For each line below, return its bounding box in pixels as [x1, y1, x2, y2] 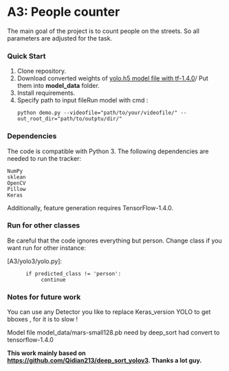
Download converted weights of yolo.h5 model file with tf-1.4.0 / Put [17, 74, 208, 82]
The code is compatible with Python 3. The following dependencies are [7, 147, 209, 155]
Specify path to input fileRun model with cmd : [17, 96, 149, 104]
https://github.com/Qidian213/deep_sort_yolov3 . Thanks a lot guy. [7, 357, 202, 365]
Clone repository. [17, 67, 67, 76]
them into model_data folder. [17, 82, 100, 90]
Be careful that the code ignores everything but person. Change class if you [7, 236, 222, 245]
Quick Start [7, 51, 46, 60]
